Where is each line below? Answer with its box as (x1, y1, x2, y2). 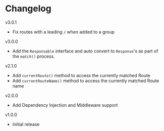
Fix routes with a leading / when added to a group (12, 29, 115, 35)
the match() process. (12, 53, 55, 59)
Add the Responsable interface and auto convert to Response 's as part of (12, 48, 159, 54)
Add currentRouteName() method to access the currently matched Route (12, 78, 160, 84)
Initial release (12, 121, 40, 127)
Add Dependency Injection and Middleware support (12, 102, 118, 108)
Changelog (5, 3, 52, 14)
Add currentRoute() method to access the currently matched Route (12, 72, 151, 78)
